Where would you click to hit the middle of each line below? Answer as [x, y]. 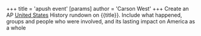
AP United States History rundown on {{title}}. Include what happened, [94, 15]
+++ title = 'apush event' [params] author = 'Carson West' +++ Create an [98, 9]
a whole [16, 28]
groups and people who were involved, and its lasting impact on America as [101, 21]
